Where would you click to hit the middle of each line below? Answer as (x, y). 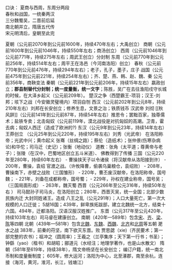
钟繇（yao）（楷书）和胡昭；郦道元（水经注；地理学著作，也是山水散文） (82, 243)
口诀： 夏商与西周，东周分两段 (37, 7)
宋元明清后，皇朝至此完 (30, 33)
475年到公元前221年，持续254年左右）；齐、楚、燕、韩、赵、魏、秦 (81, 76)
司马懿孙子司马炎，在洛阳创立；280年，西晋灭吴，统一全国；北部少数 (90, 192)
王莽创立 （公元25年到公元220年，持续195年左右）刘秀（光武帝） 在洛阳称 (84, 134)
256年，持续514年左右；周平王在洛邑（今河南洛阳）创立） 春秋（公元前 (85, 63)
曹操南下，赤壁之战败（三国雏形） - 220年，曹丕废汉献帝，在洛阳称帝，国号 (86, 172)
